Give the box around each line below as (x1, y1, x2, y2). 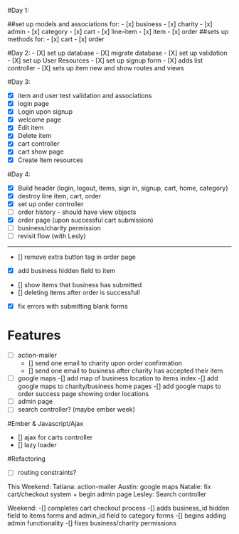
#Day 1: (7, 6, 30, 14)
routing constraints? (17, 469, 77, 477)
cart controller (17, 139, 60, 148)
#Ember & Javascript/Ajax (7, 420, 84, 428)
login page (17, 100, 50, 108)
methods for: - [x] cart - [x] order (7, 35, 105, 43)
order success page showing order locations (17, 390, 149, 398)
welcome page (17, 115, 62, 124)
